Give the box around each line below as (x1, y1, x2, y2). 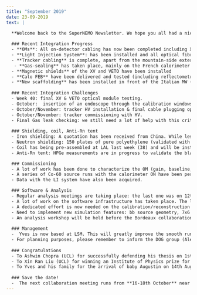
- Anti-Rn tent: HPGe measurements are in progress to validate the (11, 150, 182, 156)
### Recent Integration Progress (11, 41, 93, 47)
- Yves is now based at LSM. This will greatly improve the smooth (11, 231, 182, 238)
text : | (6, 19, 25, 25)
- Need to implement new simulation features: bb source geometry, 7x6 (11, 209, 191, 215)
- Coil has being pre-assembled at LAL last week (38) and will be (11, 144, 180, 150)
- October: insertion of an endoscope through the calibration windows (11, 101, 193, 107)
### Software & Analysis (11, 188, 72, 194)
